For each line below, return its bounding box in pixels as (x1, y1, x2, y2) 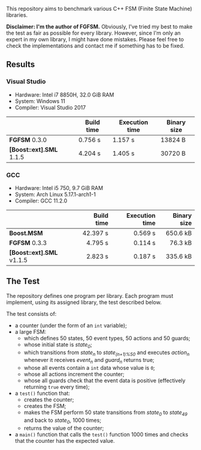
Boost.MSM (9, 229, 43, 237)
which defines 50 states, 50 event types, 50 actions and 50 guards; (23, 334, 190, 342)
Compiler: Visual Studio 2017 (14, 104, 86, 111)
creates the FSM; (23, 403, 66, 410)
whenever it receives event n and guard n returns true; (23, 357, 154, 365)
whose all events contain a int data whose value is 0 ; (23, 364, 156, 372)
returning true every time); (23, 383, 90, 391)
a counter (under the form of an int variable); (14, 322, 127, 329)
